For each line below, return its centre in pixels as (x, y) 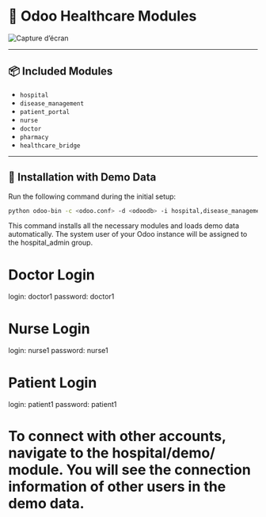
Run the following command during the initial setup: (92, 196)
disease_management (52, 103)
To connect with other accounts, (117, 437)
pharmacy (34, 137)
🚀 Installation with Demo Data (82, 177)
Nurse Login (49, 329)
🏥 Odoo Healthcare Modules (103, 16)
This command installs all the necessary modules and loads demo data (124, 226)
